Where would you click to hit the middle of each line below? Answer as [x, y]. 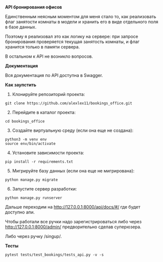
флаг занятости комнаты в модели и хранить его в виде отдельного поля [81, 22]
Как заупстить [21, 85]
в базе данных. [21, 27]
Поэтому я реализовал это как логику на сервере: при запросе [72, 36]
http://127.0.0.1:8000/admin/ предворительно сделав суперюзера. [73, 227]
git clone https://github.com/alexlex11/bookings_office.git [69, 103]
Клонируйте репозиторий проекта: [48, 94]
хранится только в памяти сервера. [42, 47]
